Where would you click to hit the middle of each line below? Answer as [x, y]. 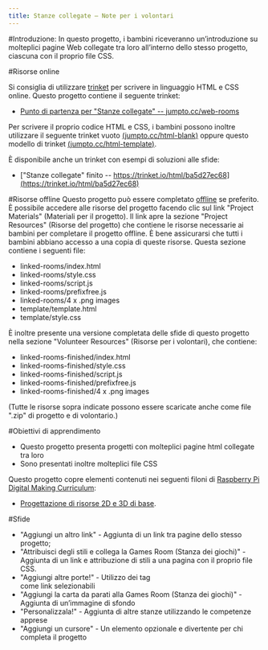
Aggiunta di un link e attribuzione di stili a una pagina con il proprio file [136, 560]
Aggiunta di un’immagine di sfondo [77, 603]
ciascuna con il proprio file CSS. [61, 56]
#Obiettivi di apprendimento [55, 430]
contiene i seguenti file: [47, 250]
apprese [34, 619]
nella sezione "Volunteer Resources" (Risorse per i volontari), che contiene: [133, 341]
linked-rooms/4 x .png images [70, 300]
